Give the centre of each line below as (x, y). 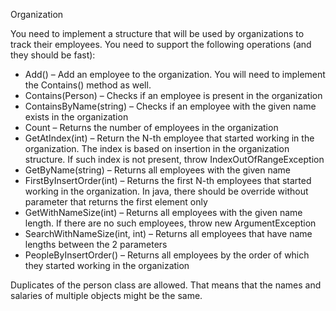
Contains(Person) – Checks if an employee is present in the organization (173, 95)
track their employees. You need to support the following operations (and (161, 44)
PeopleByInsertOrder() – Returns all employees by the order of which (167, 255)
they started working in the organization (107, 265)
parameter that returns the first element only (116, 202)
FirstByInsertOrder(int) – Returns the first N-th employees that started (168, 180)
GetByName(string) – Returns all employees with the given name (157, 170)
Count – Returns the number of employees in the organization (151, 127)
